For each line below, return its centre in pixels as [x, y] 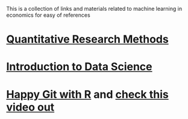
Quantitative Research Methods [87, 39]
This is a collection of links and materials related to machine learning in [94, 9]
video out [30, 107]
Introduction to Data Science [79, 67]
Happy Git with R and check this [87, 94]
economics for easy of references [48, 15]
